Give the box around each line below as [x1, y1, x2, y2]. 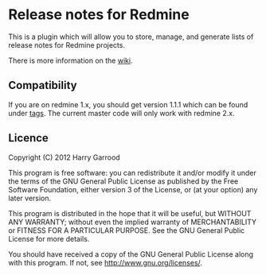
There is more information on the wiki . [8, 56, 133, 65]
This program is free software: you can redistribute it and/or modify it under [8, 168, 256, 177]
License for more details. [8, 234, 90, 243]
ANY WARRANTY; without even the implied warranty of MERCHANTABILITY [8, 217, 257, 227]
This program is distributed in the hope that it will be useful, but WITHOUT [8, 208, 252, 218]
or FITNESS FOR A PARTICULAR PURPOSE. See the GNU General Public [8, 225, 245, 235]
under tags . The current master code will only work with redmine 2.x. [8, 108, 235, 118]
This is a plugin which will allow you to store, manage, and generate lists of [8, 32, 254, 41]
